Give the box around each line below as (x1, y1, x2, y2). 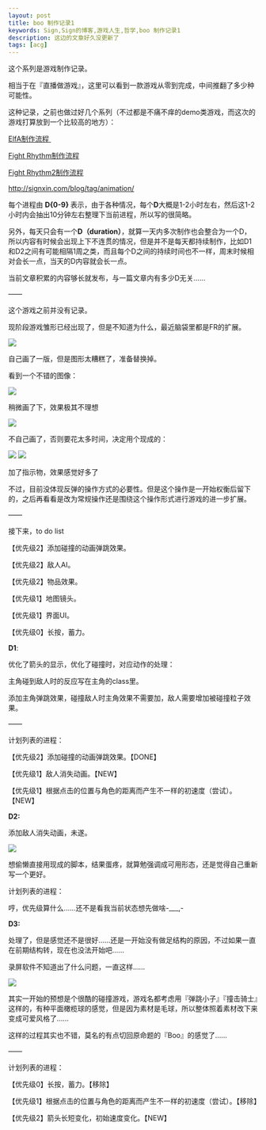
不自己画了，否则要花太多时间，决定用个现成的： (8, 434, 168, 444)
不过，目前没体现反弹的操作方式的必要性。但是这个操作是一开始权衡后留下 (8, 484, 251, 494)
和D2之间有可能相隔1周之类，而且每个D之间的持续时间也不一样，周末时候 (8, 246, 248, 256)
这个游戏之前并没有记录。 (8, 306, 92, 315)
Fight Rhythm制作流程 (8, 151, 80, 161)
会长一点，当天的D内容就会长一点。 (14, 257, 132, 266)
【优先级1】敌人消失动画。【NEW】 (8, 769, 121, 779)
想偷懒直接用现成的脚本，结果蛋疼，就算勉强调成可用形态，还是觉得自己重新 (8, 860, 258, 869)
